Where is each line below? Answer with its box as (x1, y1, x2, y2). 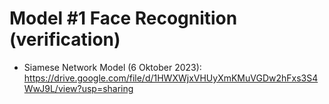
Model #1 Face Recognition (9, 7, 238, 30)
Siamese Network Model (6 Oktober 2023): (23, 61, 202, 73)
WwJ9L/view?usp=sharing (23, 82, 134, 94)
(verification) (9, 28, 121, 51)
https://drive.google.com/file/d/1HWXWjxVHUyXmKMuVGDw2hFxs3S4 (23, 72, 319, 84)
